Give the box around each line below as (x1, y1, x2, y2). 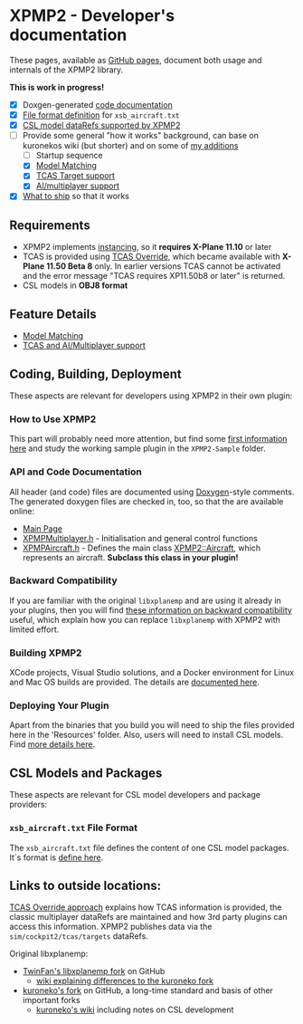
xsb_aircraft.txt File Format (9, 821, 138, 834)
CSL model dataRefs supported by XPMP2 (22, 120, 181, 131)
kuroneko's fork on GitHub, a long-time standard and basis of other (22, 985, 274, 996)
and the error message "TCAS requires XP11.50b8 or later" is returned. (22, 271, 286, 282)
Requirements (9, 217, 90, 233)
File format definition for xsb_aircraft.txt (22, 110, 180, 120)
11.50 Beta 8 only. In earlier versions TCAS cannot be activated (46, 261, 281, 272)
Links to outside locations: (9, 877, 161, 893)
